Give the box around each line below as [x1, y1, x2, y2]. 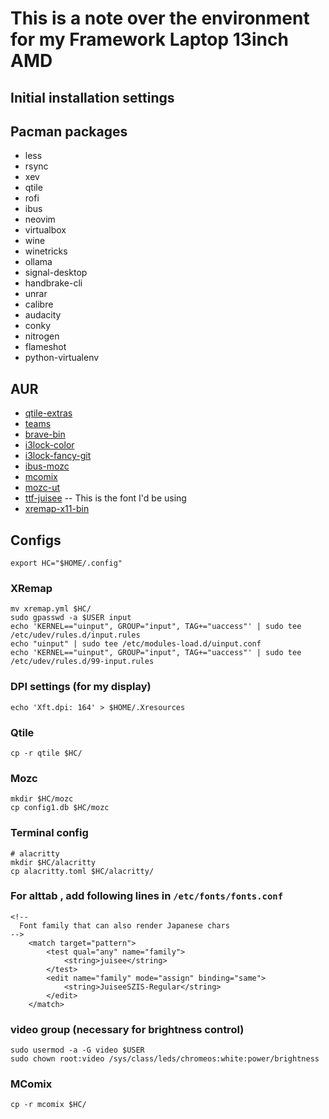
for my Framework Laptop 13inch [10, 28, 289, 51]
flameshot [24, 341, 67, 353]
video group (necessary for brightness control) [10, 1022, 245, 1036]
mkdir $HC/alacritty [10, 857, 97, 867]
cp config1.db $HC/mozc [10, 803, 110, 813]
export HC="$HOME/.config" [10, 558, 123, 569]
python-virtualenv [24, 352, 100, 364]
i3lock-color [24, 439, 75, 451]
